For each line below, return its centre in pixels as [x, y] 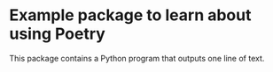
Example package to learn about [130, 15]
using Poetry [58, 34]
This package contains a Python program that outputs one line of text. [137, 58]
